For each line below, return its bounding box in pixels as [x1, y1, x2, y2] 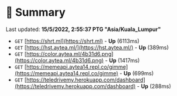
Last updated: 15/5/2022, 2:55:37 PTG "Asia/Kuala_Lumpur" [5, 26, 161, 33]
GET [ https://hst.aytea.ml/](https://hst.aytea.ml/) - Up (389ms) [14, 44, 169, 51]
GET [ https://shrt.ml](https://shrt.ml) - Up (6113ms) [14, 37, 140, 44]
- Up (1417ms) [105, 57, 141, 64]
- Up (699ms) [119, 69, 154, 77]
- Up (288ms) [137, 82, 172, 90]
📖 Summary [5, 5, 66, 19]
